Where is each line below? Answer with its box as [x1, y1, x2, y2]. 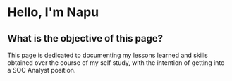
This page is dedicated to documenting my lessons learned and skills [7, 51, 208, 59]
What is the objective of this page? [7, 32, 164, 44]
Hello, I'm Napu [7, 4, 99, 20]
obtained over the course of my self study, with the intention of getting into [7, 58, 225, 67]
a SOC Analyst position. [7, 66, 76, 74]
